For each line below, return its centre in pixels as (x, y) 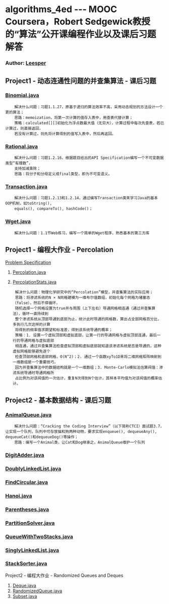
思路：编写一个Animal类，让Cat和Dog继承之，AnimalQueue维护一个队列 (80, 443)
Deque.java (24, 585)
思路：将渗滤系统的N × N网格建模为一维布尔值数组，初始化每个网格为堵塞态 (82, 297)
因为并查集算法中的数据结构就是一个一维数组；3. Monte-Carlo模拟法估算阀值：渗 (89, 367)
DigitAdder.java (25, 455)
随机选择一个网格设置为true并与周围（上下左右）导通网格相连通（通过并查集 (83, 308)
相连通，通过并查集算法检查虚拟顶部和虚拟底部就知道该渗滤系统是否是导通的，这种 (88, 346)
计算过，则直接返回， (24, 128)
